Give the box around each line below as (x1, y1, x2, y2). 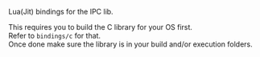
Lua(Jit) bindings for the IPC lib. (8, 7, 114, 16)
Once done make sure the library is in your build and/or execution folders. (8, 39, 254, 49)
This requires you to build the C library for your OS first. (8, 22, 193, 31)
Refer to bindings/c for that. (8, 31, 101, 40)
